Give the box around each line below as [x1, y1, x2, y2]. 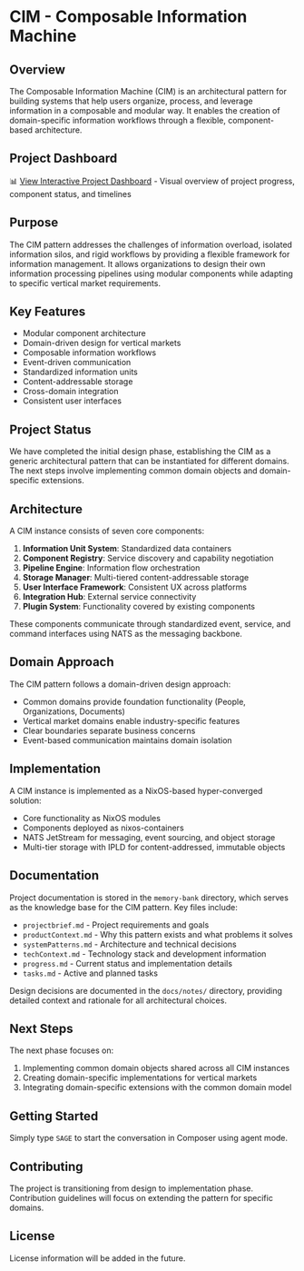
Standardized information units [22, 366, 138, 378]
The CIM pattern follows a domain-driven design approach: [9, 679, 231, 690]
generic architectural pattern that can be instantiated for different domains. [9, 456, 289, 467]
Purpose [9, 215, 59, 231]
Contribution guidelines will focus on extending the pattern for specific [9, 1192, 274, 1203]
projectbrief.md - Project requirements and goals [22, 919, 210, 930]
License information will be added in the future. [9, 1252, 186, 1264]
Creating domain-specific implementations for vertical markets [22, 1072, 258, 1083]
